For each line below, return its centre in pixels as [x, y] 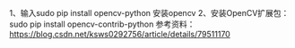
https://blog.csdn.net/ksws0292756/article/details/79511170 [120, 34]
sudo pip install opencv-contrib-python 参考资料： [102, 24]
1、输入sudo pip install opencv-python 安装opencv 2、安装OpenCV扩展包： [149, 13]
